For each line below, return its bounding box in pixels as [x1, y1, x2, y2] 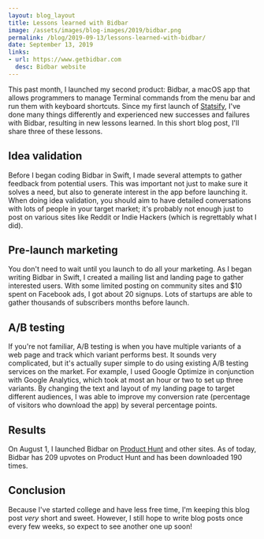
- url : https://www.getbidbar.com [8, 56, 122, 64]
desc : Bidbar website [15, 63, 87, 71]
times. [8, 461, 28, 470]
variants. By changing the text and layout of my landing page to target [8, 384, 235, 393]
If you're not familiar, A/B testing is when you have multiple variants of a [8, 342, 242, 351]
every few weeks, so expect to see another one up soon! [8, 522, 193, 531]
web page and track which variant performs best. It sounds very [8, 350, 217, 360]
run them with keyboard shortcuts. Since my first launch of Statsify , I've [8, 101, 241, 110]
